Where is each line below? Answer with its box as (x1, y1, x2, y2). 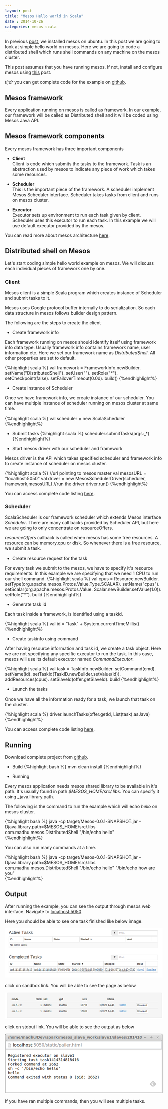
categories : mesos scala (5, 24, 57, 29)
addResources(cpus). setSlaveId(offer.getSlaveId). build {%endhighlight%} (5, 676, 159, 682)
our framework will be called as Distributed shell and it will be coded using (5, 112, 158, 118)
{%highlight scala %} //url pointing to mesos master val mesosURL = (5, 470, 146, 476)
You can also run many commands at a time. (5, 845, 96, 851)
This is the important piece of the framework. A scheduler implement (12, 186, 154, 192)
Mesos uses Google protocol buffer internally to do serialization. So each (5, 304, 155, 311)
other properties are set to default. (5, 355, 76, 361)
